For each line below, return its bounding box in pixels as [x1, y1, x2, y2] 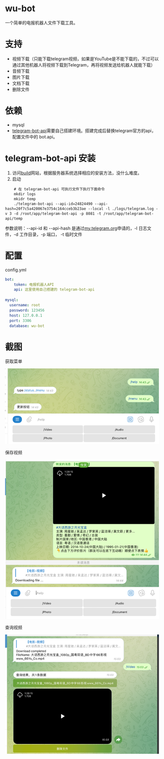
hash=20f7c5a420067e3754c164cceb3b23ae [5, 206, 86, 211]
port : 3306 [9, 318, 32, 323]
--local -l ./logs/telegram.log [88, 206, 154, 211]
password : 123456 [9, 308, 45, 313]
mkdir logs [14, 191, 36, 196]
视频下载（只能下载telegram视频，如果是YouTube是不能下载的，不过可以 [12, 56, 159, 62]
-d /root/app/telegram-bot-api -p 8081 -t [14, 211, 102, 216]
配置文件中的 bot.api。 [12, 134, 58, 139]
